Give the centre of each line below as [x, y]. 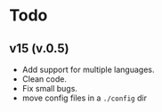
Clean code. [44, 79]
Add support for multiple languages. [88, 69]
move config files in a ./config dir [84, 98]
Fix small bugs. [50, 88]
